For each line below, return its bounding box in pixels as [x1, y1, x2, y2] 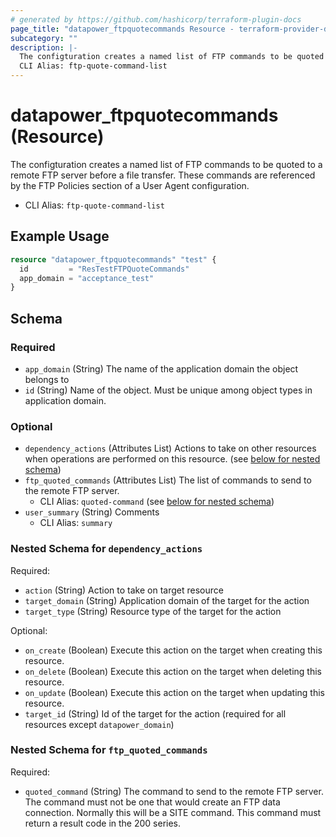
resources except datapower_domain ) [24, 718, 175, 730]
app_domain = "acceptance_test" [19, 273, 155, 283]
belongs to [24, 373, 70, 385]
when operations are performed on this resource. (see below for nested [24, 453, 321, 465]
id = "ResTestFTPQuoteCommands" [19, 264, 190, 274]
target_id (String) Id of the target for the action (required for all [24, 707, 287, 720]
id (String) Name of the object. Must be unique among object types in [24, 384, 313, 396]
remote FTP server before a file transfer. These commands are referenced [10, 169, 316, 181]
